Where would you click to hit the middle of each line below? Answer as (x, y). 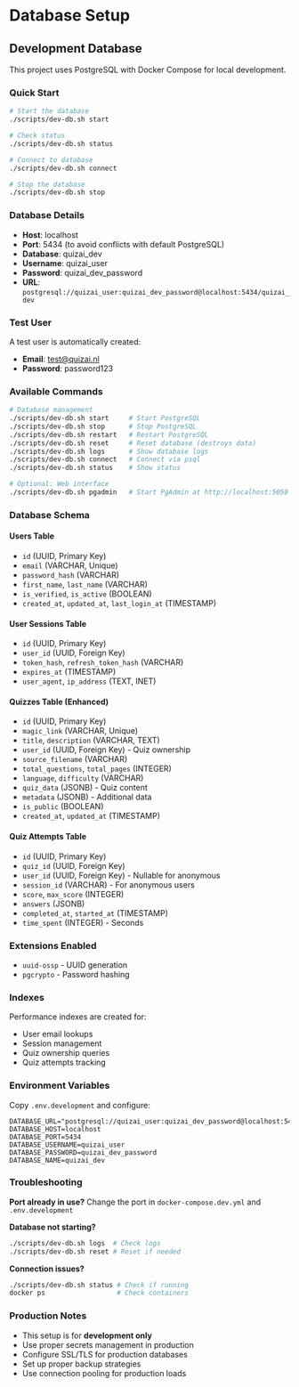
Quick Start (34, 93)
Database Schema (50, 515)
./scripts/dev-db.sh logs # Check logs (85, 1243)
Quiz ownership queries (66, 1053)
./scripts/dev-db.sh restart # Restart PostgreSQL (109, 434)
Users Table (32, 536)
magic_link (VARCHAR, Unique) (80, 731)
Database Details (47, 215)
